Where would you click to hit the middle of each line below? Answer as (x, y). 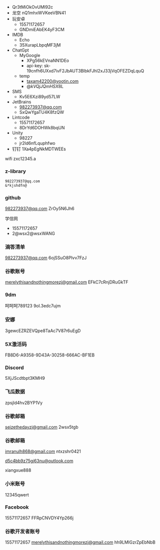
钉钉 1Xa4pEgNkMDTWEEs (39, 149)
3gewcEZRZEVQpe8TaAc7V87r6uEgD (43, 331)
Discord (15, 368)
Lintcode (21, 117)
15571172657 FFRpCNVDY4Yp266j (39, 518)
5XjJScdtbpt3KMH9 (25, 378)
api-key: (35, 66)
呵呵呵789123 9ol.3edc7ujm (33, 306)
